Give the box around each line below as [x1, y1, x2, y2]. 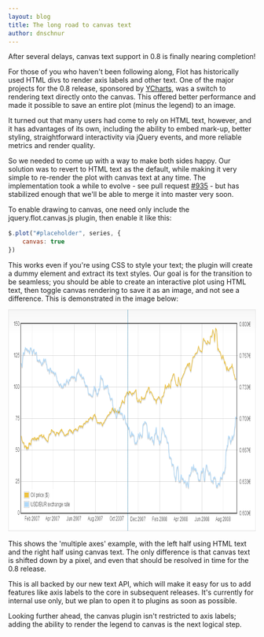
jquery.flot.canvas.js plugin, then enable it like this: [8, 213, 172, 223]
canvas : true [22, 238, 65, 246]
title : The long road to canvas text [8, 20, 132, 29]
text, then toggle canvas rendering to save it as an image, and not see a [8, 286, 240, 294]
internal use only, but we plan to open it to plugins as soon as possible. [8, 596, 237, 606]
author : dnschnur [8, 29, 65, 37]
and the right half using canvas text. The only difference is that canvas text [8, 547, 251, 557]
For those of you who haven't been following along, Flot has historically [8, 67, 240, 76]
